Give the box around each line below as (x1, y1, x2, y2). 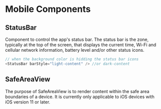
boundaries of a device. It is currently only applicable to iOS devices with (5, 94, 155, 100)
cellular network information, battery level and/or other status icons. (5, 47, 145, 53)
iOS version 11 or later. (5, 99, 51, 105)
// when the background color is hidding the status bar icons (5, 57, 139, 62)
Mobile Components (5, 3, 91, 15)
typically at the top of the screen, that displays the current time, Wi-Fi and (5, 42, 157, 48)
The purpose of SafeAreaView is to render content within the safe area (5, 88, 150, 94)
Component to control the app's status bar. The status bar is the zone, (5, 36, 149, 42)
